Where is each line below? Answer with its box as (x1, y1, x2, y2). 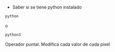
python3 (5, 32, 21, 37)
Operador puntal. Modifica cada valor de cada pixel (5, 41, 111, 47)
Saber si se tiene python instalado (12, 4, 82, 10)
